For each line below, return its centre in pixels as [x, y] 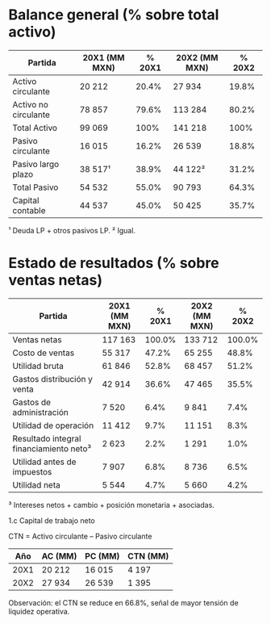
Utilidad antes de [44, 462]
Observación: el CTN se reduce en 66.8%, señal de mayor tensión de [124, 602]
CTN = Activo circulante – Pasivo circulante [80, 536]
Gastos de [31, 402]
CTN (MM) [148, 556]
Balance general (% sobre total [114, 15]
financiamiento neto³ [52, 448]
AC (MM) [59, 556]
